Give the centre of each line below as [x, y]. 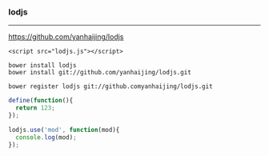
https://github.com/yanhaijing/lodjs [66, 37]
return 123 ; [36, 108]
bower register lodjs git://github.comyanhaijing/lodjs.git [111, 86]
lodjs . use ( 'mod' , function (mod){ [64, 130]
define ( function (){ [41, 101]
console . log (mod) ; [46, 137]
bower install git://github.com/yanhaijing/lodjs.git [100, 73]
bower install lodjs [43, 66]
